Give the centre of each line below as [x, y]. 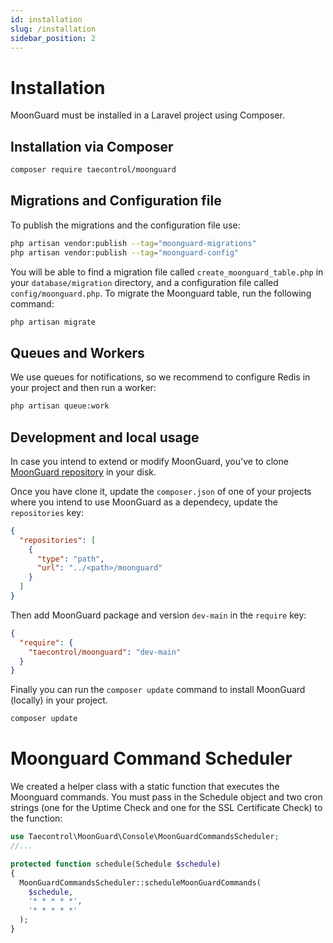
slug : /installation [53, 29]
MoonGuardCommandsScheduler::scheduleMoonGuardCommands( [140, 882]
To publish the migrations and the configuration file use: [125, 225]
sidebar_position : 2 [53, 38]
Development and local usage [105, 437]
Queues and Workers [77, 352]
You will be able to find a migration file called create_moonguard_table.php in [167, 272]
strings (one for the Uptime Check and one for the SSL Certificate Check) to [166, 808]
